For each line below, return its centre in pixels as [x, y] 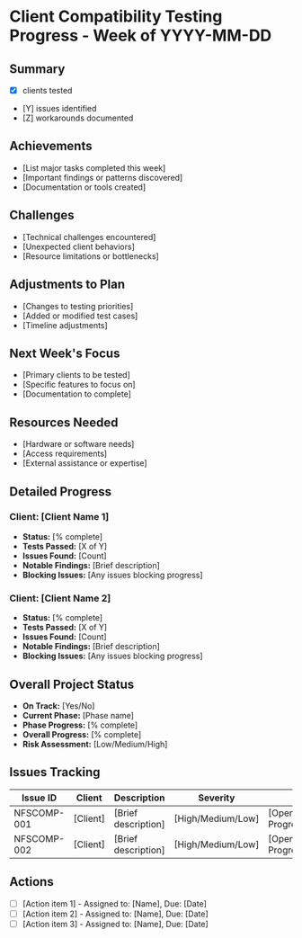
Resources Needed [64, 422]
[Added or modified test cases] [80, 316]
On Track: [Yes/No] [58, 706]
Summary [37, 69]
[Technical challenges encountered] [89, 237]
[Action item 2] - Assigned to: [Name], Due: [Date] [115, 914]
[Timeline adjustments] [65, 325]
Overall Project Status [72, 684]
